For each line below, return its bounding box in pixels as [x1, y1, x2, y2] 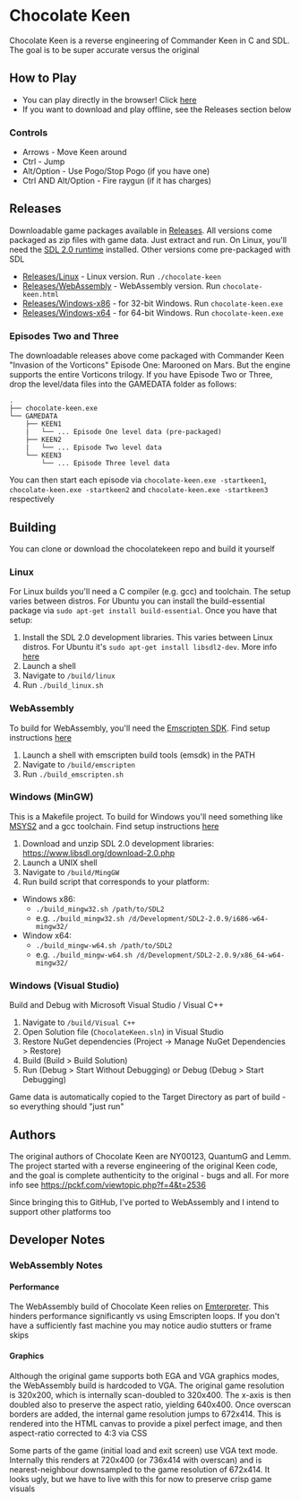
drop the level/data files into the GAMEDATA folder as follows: [9, 378, 237, 390]
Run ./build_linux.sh [21, 680, 104, 690]
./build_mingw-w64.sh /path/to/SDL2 [35, 941, 173, 950]
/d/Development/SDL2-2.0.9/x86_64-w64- [135, 950, 285, 959]
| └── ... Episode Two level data [25, 443, 163, 453]
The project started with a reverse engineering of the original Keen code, [9, 1160, 279, 1171]
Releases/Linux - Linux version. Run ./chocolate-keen [21, 271, 222, 282]
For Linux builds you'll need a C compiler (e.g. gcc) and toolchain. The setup [9, 586, 291, 597]
